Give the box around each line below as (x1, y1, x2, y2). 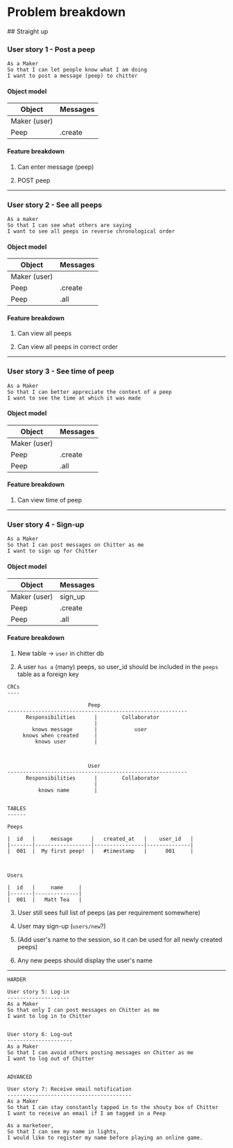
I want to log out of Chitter (7, 1055, 95, 1062)
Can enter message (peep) (17, 163, 94, 171)
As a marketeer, (7, 1122, 54, 1129)
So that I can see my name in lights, (7, 1128, 119, 1135)
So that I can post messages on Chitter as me (7, 541, 144, 549)
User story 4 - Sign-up (7, 519, 85, 529)
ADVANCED (7, 1073, 33, 1081)
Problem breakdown (7, 4, 126, 20)
